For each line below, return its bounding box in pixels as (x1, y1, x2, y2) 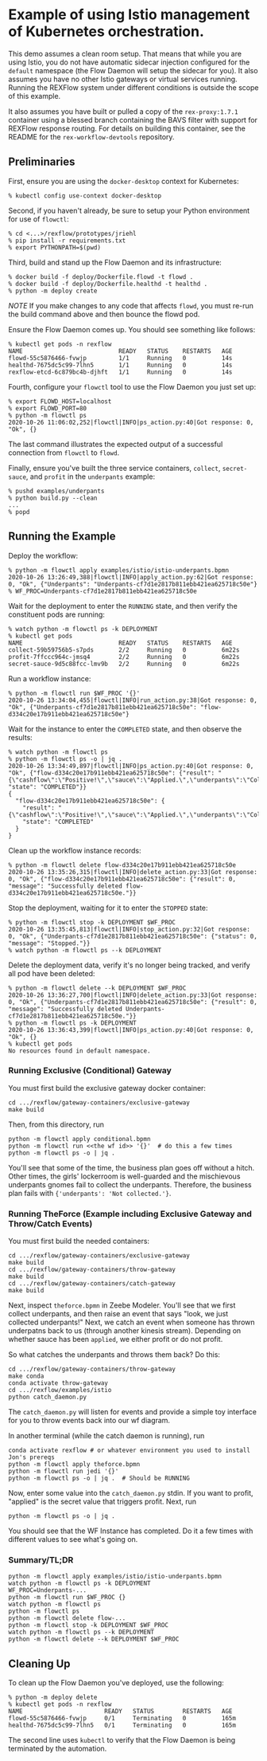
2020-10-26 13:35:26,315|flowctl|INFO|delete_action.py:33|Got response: (8, 868, 258, 876)
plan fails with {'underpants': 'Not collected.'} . (8, 1188, 172, 1198)
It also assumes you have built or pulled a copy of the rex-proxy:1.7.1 (8, 106, 238, 116)
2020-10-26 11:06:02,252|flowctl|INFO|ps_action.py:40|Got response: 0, (8, 418, 254, 426)
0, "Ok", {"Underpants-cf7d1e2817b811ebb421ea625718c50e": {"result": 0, (8, 998, 258, 1006)
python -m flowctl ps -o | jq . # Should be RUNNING (8, 1474, 191, 1483)
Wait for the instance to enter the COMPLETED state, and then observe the (8, 724, 242, 734)
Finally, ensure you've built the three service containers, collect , (8, 463, 221, 473)
